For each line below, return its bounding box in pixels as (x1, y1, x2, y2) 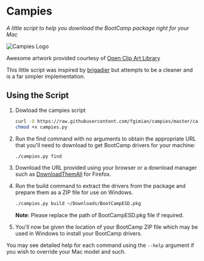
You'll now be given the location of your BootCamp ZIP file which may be (15, 223, 199, 231)
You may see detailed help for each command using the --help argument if (6, 242, 195, 249)
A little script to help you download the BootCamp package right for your (6, 24, 189, 32)
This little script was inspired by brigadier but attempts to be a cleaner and (6, 66, 193, 74)
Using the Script (6, 90, 69, 101)
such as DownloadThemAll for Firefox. (15, 170, 111, 178)
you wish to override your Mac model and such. (6, 248, 126, 256)
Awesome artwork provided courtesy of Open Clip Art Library (6, 54, 160, 61)
